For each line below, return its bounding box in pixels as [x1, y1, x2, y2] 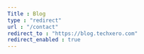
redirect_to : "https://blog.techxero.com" [7, 29, 138, 37]
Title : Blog [7, 10, 46, 18]
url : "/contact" [7, 23, 59, 30]
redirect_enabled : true [7, 36, 81, 43]
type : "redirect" [7, 17, 62, 24]
